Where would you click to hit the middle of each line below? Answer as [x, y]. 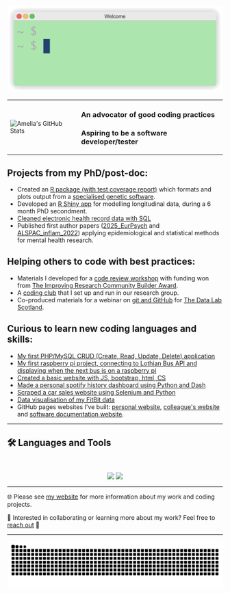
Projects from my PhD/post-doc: [78, 173]
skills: [20, 340]
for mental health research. [55, 240]
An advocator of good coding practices [148, 115]
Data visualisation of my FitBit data [66, 399]
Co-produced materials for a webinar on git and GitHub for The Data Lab [119, 300]
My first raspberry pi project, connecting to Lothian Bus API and [107, 363]
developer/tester [110, 142]
